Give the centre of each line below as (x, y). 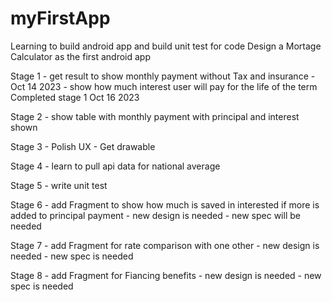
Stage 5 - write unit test (59, 185)
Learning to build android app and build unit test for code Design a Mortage (166, 46)
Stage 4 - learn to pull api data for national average (115, 166)
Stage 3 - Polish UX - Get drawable (83, 146)
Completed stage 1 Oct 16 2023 (75, 97)
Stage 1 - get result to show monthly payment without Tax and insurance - (163, 76)
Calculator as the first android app (80, 56)
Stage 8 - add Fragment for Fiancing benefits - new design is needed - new (166, 275)
